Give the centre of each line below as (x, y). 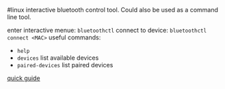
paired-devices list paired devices (65, 65)
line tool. (19, 17)
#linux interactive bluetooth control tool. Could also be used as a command (113, 10)
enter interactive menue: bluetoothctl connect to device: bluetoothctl (107, 30)
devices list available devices (58, 58)
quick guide (24, 78)
